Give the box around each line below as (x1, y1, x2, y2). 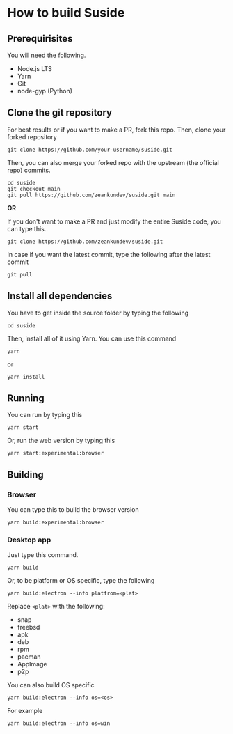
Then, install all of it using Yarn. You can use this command (7, 334, 177, 343)
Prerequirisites (7, 33, 73, 45)
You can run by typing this (7, 411, 83, 419)
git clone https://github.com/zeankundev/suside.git (7, 238, 163, 245)
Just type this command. (7, 551, 79, 559)
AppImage (17, 660, 47, 669)
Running (7, 392, 45, 405)
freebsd (17, 623, 40, 632)
